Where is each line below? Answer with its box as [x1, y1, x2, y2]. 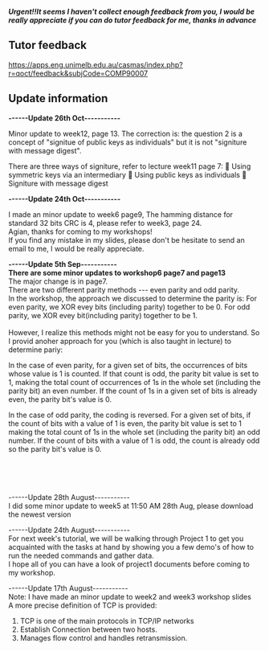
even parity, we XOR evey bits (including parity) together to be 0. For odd [8, 301, 251, 312]
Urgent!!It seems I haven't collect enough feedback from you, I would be [8, 7, 255, 16]
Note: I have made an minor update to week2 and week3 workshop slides [8, 592, 251, 601]
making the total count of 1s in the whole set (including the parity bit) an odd [8, 427, 261, 436]
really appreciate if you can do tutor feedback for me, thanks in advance [8, 15, 257, 25]
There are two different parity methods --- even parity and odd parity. [8, 285, 239, 294]
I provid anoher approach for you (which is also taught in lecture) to [8, 336, 231, 346]
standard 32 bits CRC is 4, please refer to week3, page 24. [8, 218, 202, 227]
